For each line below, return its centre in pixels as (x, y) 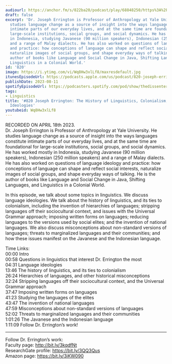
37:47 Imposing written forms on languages (51, 292)
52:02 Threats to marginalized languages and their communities (73, 314)
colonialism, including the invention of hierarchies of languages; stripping (83, 206)
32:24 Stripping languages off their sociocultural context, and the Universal (85, 281)
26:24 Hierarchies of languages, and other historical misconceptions (78, 276)
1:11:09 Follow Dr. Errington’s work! (42, 325)
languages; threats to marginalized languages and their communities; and (83, 233)
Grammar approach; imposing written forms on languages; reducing (77, 217)
